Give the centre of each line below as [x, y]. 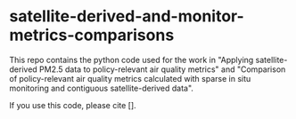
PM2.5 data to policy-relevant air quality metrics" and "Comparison [162, 69]
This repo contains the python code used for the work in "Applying [132, 59]
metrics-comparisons [92, 35]
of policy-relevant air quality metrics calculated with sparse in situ [130, 78]
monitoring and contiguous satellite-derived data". [102, 88]
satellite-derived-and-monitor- [127, 16]
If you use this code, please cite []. [73, 105]
